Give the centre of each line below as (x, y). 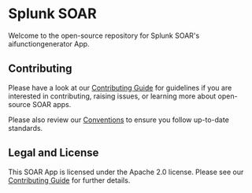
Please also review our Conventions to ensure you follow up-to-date (119, 120)
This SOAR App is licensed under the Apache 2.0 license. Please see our (126, 172)
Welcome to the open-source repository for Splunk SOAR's (104, 35)
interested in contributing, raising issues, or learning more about (112, 96)
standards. (26, 128)
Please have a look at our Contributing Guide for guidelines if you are (120, 87)
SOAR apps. (52, 104)
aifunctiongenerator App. (49, 43)
